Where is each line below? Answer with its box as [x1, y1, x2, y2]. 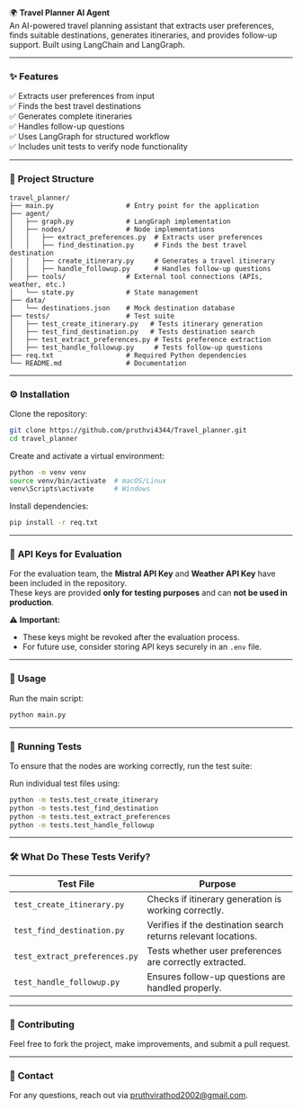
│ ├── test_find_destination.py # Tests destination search [9, 327, 255, 336]
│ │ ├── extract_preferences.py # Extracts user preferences [9, 232, 263, 241]
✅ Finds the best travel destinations [9, 101, 142, 112]
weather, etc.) [9, 280, 67, 289]
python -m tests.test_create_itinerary [9, 795, 159, 804]
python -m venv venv [9, 467, 87, 477]
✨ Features [9, 70, 59, 83]
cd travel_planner [9, 434, 78, 443]
